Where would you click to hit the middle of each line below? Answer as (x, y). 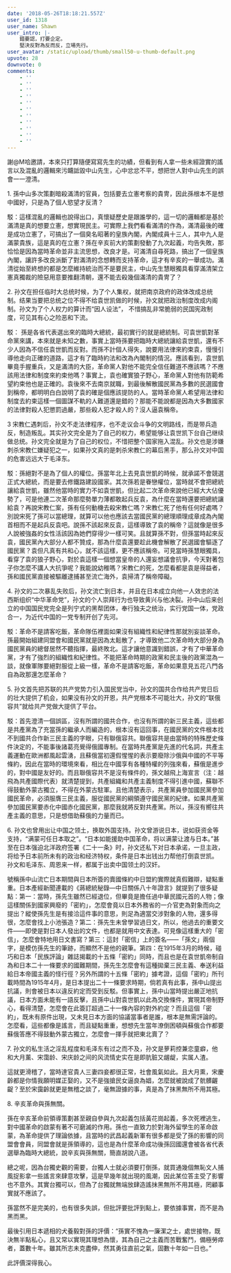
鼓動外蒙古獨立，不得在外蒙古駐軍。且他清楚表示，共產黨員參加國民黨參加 (118, 790)
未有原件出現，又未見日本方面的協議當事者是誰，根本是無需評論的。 (124, 1017)
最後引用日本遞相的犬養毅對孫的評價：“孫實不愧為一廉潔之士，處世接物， (111, 1231)
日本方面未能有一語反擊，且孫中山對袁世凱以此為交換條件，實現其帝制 (118, 1000)
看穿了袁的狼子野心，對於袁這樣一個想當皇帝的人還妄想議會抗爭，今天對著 (112, 559)
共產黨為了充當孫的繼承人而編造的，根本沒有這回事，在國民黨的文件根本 (115, 729)
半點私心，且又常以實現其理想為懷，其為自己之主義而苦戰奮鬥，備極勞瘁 (121, 1240)
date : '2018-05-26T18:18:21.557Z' (57, 13)
